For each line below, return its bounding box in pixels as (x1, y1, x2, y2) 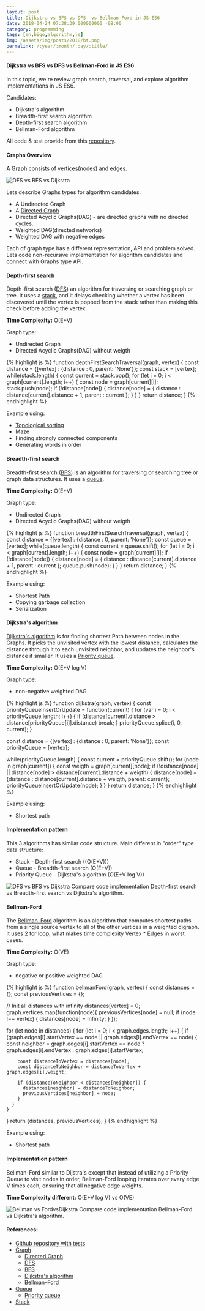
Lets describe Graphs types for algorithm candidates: (6, 189, 141, 196)
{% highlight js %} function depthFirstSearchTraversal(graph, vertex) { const (6, 359, 199, 366)
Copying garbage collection (15, 598, 86, 606)
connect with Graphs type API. (6, 258, 84, 265)
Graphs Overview (6, 151, 52, 159)
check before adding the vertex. (6, 305, 88, 312)
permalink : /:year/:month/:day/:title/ (6, 43, 108, 50)
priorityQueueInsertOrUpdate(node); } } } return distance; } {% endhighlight (6, 782, 197, 789)
